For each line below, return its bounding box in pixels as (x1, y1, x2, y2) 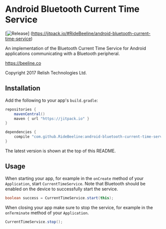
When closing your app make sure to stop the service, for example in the (5, 204, 153, 210)
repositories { (5, 107, 37, 112)
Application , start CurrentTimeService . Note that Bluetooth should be (5, 180, 146, 186)
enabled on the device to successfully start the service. (5, 186, 119, 192)
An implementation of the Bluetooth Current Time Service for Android (5, 45, 146, 51)
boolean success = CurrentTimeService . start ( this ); (5, 195, 114, 200)
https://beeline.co (5, 60, 41, 66)
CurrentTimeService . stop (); (5, 219, 63, 224)
